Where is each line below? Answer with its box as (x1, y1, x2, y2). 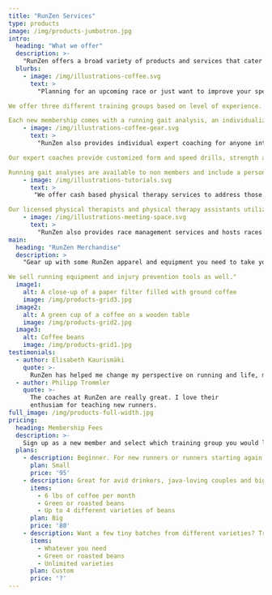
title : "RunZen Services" (8, 11, 96, 20)
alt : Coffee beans (23, 333, 85, 341)
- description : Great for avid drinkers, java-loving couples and (23, 476, 252, 485)
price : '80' (29, 522, 70, 530)
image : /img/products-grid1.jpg (23, 341, 132, 349)
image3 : (15, 326, 42, 334)
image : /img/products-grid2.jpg (23, 318, 132, 327)
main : (8, 236, 27, 244)
